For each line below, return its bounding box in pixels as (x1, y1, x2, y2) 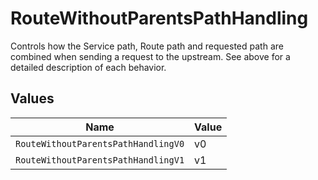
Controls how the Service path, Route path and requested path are (10, 40, 284, 52)
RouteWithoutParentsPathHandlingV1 (15, 154, 185, 166)
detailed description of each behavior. (10, 61, 167, 73)
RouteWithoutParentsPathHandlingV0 (15, 138, 185, 149)
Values (10, 90, 55, 107)
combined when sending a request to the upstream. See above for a (10, 50, 291, 62)
